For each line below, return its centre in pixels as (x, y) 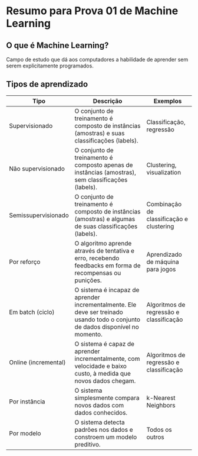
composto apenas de (104, 165)
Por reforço (25, 261)
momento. (89, 334)
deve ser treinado (99, 312)
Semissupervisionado (39, 215)
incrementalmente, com (107, 358)
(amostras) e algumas (105, 219)
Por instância (27, 402)
